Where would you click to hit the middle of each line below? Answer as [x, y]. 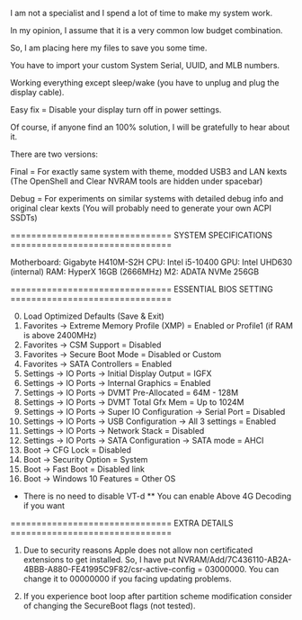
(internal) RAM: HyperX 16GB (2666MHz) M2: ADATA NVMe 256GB [135, 272]
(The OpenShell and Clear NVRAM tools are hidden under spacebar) [137, 181]
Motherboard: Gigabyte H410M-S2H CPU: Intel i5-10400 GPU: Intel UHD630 [151, 262]
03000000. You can [242, 569]
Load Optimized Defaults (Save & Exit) [93, 316]
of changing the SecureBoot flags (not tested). [109, 606]
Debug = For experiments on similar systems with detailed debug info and [147, 198]
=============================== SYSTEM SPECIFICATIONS [142, 235]
